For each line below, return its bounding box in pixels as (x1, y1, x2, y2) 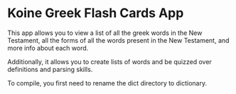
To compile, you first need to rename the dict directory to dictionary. (7, 78, 208, 87)
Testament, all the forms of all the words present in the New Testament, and (7, 36, 230, 44)
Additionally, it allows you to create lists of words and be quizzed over (7, 57, 212, 66)
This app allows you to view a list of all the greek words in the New (7, 28, 203, 37)
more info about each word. (7, 43, 89, 52)
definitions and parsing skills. (7, 65, 93, 73)
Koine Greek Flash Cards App (7, 5, 184, 21)
